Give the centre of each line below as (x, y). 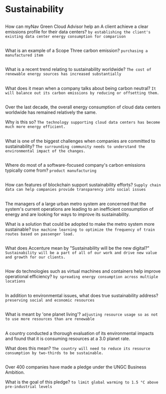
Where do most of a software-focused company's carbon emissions (75, 165)
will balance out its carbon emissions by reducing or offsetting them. (82, 93)
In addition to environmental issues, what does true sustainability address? (82, 295)
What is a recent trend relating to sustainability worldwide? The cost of (78, 69)
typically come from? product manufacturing (51, 170)
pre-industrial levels (29, 387)
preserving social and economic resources (50, 300)
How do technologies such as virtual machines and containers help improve (83, 271)
